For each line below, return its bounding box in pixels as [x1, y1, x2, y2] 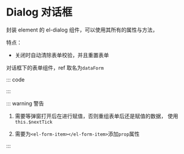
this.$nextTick [14, 119, 53, 125]
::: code [6, 76, 25, 83]
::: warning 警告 [6, 99, 45, 107]
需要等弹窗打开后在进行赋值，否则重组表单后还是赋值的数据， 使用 [14, 112, 179, 120]
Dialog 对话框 [6, 5, 73, 19]
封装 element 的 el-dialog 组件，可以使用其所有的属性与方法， [6, 26, 158, 33]
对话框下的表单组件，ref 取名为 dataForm [6, 64, 104, 71]
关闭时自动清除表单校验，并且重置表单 [14, 51, 109, 58]
